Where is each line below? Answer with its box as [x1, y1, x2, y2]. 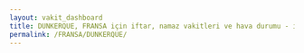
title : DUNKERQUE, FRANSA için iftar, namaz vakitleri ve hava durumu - [9, 22, 290, 31]
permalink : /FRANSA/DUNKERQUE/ [9, 30, 128, 39]
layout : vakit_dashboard [9, 13, 103, 22]
